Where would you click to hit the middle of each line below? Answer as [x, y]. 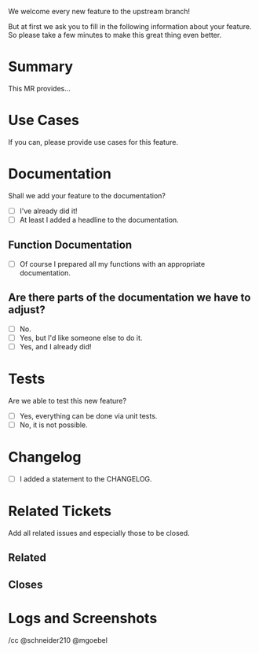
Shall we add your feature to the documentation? [87, 195]
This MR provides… [39, 88]
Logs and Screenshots [83, 618]
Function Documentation [70, 245]
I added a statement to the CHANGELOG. [86, 478]
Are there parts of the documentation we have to [129, 298]
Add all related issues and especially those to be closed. [99, 533]
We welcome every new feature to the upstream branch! [99, 11]
